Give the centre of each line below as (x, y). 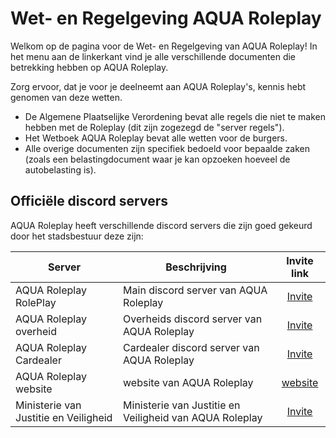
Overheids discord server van (193, 319)
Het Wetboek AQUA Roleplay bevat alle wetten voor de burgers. (156, 138)
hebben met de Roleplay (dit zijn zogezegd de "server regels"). (154, 127)
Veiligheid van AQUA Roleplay (193, 417)
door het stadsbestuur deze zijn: (77, 236)
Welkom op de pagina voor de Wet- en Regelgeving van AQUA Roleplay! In (164, 46)
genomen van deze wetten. (66, 97)
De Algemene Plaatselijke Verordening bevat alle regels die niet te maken (175, 116)
